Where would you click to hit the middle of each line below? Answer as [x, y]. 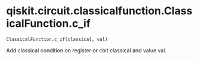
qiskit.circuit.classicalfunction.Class [99, 11]
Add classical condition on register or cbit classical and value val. [86, 50]
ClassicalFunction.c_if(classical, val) [57, 39]
